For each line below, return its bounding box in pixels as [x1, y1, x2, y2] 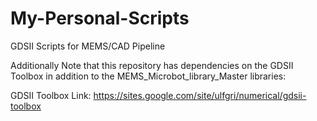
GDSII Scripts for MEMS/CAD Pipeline [10, 40, 166, 52]
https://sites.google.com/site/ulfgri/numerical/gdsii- [93, 89, 307, 101]
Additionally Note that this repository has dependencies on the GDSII [10, 59, 294, 71]
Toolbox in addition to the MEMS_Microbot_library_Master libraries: [10, 70, 287, 82]
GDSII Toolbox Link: [10, 89, 92, 101]
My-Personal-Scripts [10, 7, 190, 30]
